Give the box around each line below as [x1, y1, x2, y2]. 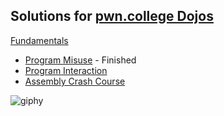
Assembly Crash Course [24, 75, 126, 87]
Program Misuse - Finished [24, 54, 137, 66]
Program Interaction [24, 64, 108, 76]
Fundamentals [10, 34, 69, 46]
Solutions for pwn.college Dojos [10, 8, 214, 25]
